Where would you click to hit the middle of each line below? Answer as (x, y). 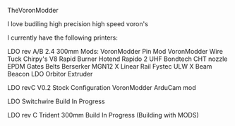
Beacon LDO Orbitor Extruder (50, 74)
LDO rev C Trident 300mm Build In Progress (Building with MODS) (103, 115)
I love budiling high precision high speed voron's (78, 24)
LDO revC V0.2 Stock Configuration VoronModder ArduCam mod (102, 87)
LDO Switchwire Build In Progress (56, 101)
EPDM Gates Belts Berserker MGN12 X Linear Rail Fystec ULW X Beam (110, 66)
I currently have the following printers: (63, 38)
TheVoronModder (33, 10)
